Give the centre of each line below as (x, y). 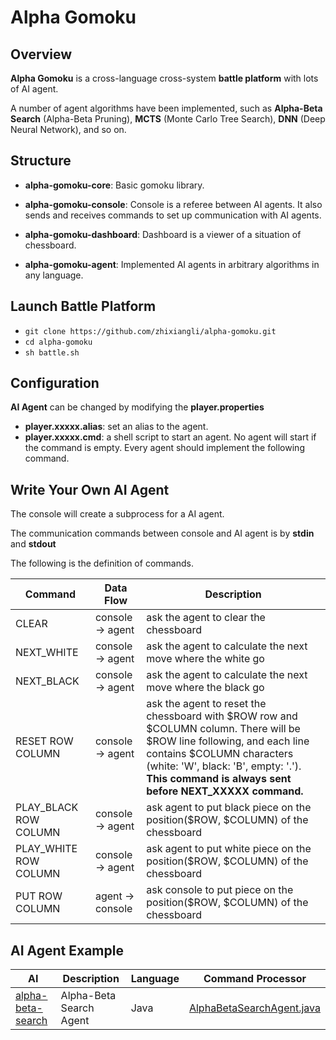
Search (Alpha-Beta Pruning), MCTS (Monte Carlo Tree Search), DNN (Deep (168, 119)
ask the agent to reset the (206, 704)
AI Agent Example (67, 950)
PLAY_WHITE (46, 849)
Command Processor (255, 979)
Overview (41, 54)
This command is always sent (219, 779)
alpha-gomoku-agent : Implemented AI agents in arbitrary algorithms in (172, 264)
